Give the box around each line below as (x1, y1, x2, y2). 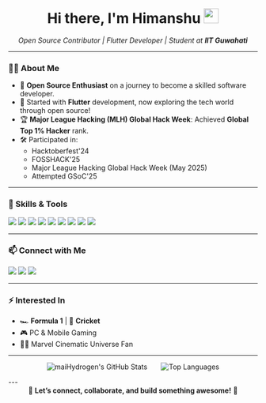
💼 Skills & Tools (8, 198, 68, 209)
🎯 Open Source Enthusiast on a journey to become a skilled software (19, 81, 247, 90)
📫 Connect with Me (8, 245, 86, 256)
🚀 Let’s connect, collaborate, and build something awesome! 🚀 (28, 386, 238, 395)
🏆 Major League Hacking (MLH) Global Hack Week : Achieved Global (19, 115, 249, 124)
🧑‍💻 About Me (8, 62, 59, 73)
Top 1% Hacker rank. (19, 126, 89, 136)
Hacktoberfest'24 (31, 146, 89, 156)
